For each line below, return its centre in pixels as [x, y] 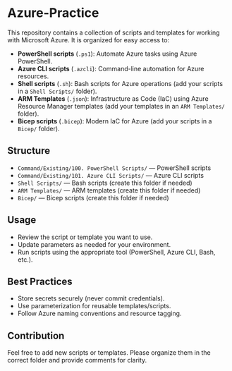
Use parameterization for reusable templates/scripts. [94, 306]
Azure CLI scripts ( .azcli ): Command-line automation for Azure [111, 68]
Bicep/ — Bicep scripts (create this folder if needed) [93, 197]
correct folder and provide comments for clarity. [77, 360]
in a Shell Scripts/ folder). [57, 91]
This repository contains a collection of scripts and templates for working [114, 32]
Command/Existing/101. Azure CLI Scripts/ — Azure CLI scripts [111, 175]
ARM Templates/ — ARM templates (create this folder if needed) [109, 190]
